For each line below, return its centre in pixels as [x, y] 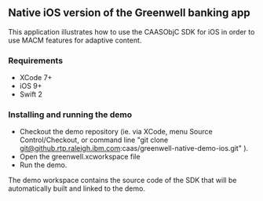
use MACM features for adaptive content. [75, 40]
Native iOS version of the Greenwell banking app [129, 13]
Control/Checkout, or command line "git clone [94, 140]
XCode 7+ [36, 78]
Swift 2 [31, 94]
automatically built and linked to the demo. [77, 188]
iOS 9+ [31, 86]
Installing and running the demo [70, 115]
